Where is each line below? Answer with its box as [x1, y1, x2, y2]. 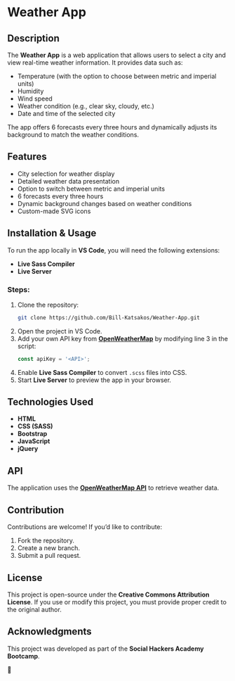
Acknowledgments [7, 625, 93, 637]
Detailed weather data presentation [17, 177, 120, 185]
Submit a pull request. [17, 552, 81, 560]
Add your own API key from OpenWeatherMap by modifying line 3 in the [17, 334, 228, 343]
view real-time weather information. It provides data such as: [7, 58, 184, 67]
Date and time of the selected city [17, 110, 116, 117]
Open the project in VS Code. [17, 326, 103, 335]
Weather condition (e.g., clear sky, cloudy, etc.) [17, 102, 154, 110]
